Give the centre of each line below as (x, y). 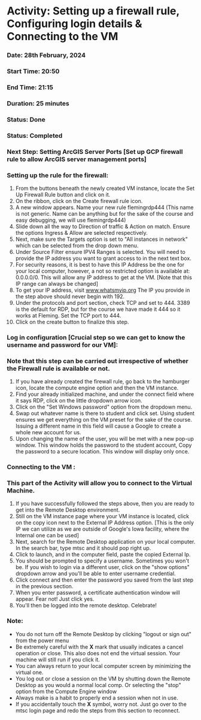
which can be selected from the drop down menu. (77, 245)
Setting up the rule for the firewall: (58, 175)
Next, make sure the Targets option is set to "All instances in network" (101, 239)
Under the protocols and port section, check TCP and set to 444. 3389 (103, 302)
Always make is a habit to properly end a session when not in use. (97, 698)
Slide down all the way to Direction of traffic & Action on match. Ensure (103, 226)
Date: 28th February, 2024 (46, 55)
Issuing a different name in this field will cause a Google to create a (98, 426)
